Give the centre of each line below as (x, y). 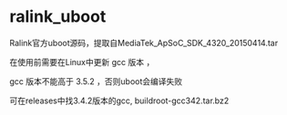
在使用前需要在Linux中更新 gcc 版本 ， (82, 62)
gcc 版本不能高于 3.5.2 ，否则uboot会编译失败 (96, 81)
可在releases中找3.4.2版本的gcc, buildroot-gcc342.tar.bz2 (119, 101)
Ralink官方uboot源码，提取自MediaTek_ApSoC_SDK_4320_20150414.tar (144, 43)
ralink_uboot (58, 17)
